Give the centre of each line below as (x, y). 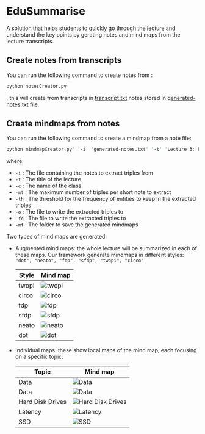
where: (15, 161)
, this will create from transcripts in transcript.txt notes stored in (86, 98)
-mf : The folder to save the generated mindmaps (77, 225)
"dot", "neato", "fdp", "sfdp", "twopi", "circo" (80, 261)
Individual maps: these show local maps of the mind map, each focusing (106, 350)
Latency (30, 412)
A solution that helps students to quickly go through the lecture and (91, 28)
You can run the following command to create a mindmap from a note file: (99, 138)
